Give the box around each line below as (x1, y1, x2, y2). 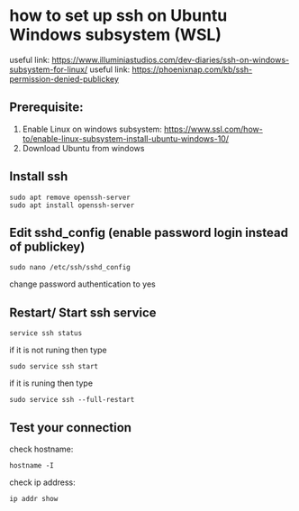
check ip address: (9, 477, 76, 488)
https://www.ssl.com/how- (163, 123, 263, 134)
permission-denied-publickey (9, 73, 120, 84)
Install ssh (9, 169, 68, 185)
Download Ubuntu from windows (22, 142, 145, 153)
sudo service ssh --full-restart (9, 396, 135, 405)
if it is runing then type (9, 378, 93, 388)
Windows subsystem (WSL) (9, 24, 222, 45)
